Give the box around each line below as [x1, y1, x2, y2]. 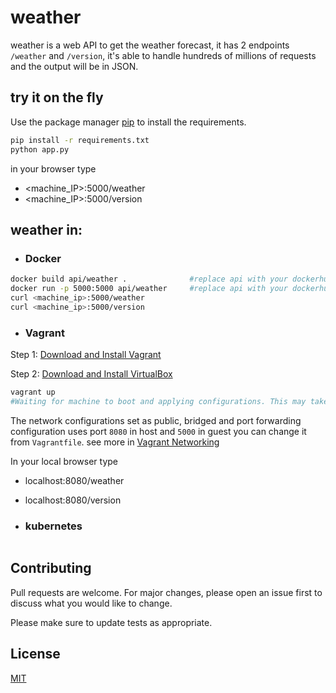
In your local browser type [10, 455, 118, 467]
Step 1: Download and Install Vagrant [10, 348, 162, 360]
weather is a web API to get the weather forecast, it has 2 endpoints [10, 39, 290, 51]
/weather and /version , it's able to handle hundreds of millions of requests [10, 49, 317, 61]
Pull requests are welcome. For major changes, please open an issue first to [10, 586, 323, 598]
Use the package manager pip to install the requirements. [10, 116, 247, 128]
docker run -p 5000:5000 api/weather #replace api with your [10, 284, 288, 294]
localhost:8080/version [24, 494, 122, 506]
